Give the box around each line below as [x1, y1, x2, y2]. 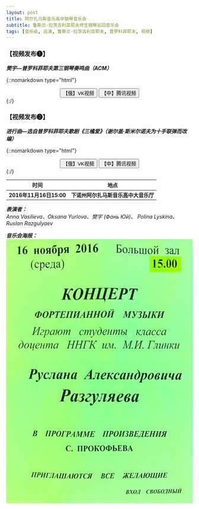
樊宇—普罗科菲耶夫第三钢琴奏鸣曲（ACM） [6, 64, 113, 71]
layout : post [6, 10, 38, 15]
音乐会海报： [6, 232, 37, 239]
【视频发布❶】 [6, 50, 49, 58]
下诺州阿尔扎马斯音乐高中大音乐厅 [70, 191, 155, 198]
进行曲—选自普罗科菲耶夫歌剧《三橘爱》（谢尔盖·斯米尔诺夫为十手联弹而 [6, 128, 182, 135]
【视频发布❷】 [6, 113, 49, 121]
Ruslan [6, 220, 23, 227]
